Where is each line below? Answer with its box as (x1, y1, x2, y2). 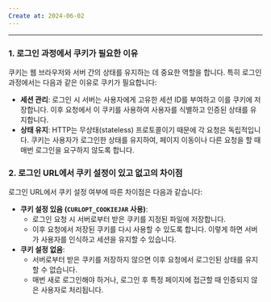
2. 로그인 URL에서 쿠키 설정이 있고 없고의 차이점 (8, 167, 183, 178)
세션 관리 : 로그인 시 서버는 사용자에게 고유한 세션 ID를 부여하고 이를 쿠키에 (19, 94, 252, 104)
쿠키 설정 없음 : (19, 245, 65, 254)
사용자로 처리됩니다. (40, 285, 104, 295)
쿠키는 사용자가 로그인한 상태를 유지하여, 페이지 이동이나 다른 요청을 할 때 (31, 135, 261, 145)
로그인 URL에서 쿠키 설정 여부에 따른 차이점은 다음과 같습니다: (8, 187, 203, 197)
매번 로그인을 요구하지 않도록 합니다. (19, 145, 135, 154)
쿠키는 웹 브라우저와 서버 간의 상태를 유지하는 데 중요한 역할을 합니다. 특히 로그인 (8, 67, 262, 77)
